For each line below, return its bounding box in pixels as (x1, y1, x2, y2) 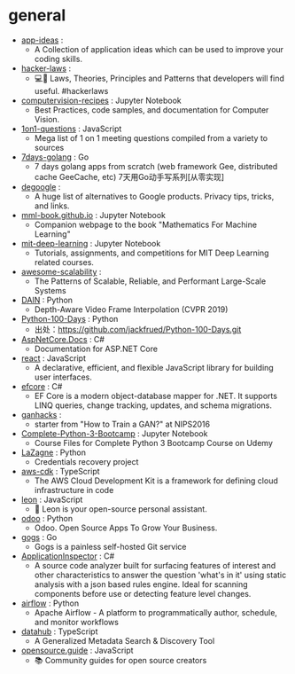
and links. (34, 200, 70, 211)
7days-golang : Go (20, 152, 89, 162)
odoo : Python (20, 513, 74, 523)
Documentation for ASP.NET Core (34, 343, 159, 354)
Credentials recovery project (34, 456, 139, 466)
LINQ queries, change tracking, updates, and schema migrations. (34, 400, 272, 411)
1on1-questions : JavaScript (20, 123, 122, 134)
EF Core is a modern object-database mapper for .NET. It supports (34, 390, 278, 401)
